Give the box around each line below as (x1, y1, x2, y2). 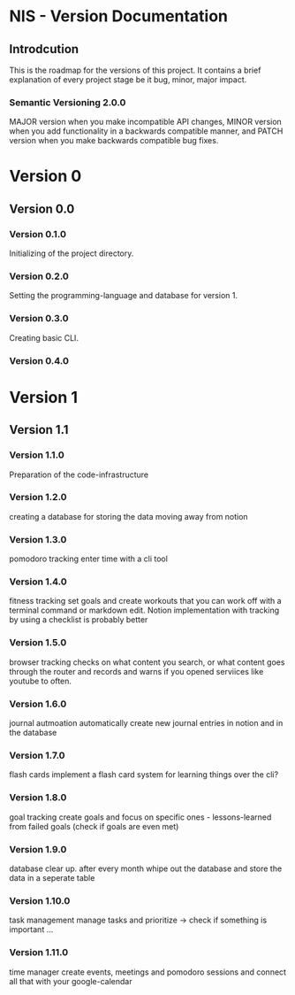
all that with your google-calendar (9, 976, 132, 986)
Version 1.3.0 (9, 533, 67, 545)
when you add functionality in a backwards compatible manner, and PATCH (9, 126, 284, 136)
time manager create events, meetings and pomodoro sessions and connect (9, 967, 287, 977)
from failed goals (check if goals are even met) (9, 821, 179, 831)
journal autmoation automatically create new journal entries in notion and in (9, 718, 284, 729)
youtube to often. (9, 675, 72, 686)
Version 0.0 (9, 201, 75, 216)
